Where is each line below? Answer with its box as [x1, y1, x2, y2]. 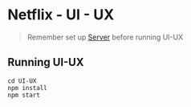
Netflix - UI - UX [7, 6, 115, 24]
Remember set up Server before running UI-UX [26, 32, 184, 42]
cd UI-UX [7, 76, 37, 85]
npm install [7, 84, 47, 92]
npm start [7, 91, 41, 99]
